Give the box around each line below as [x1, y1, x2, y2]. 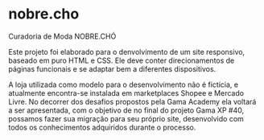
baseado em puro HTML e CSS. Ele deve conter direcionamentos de [8, 56, 235, 65]
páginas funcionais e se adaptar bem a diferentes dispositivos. [8, 64, 217, 73]
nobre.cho [8, 5, 80, 23]
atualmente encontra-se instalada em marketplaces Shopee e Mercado [8, 88, 244, 97]
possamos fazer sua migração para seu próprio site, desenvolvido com [8, 113, 244, 123]
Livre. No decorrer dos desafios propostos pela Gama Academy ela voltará [8, 97, 257, 106]
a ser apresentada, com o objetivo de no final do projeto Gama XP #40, [8, 105, 245, 115]
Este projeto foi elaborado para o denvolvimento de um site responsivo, [8, 47, 245, 56]
